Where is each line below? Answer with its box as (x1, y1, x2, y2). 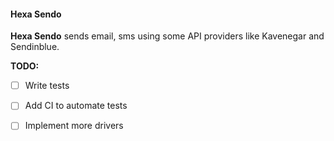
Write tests (24, 80, 70, 92)
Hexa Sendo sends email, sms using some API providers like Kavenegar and (10, 30, 325, 42)
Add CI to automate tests (24, 100, 128, 112)
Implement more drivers (24, 120, 124, 132)
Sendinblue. (10, 41, 60, 53)
